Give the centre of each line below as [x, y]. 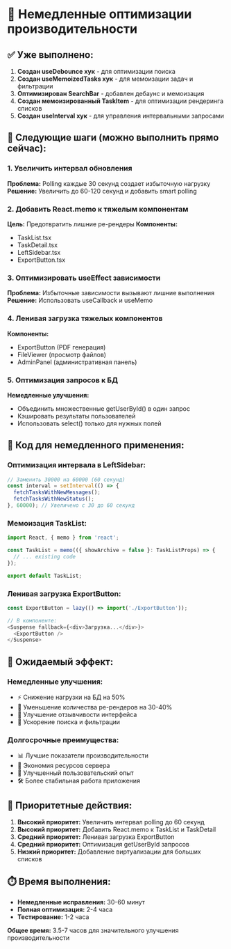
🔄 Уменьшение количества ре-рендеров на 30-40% [95, 707]
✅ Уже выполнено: [50, 55]
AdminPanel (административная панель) [77, 362]
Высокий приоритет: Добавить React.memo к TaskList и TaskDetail [117, 830]
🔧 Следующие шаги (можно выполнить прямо [113, 138]
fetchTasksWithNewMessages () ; [57, 493]
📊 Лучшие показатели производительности [83, 755]
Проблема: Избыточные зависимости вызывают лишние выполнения [111, 293]
